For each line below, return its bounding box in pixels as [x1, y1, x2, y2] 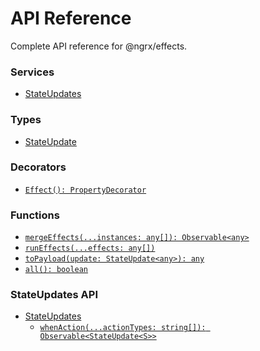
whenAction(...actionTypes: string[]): [39, 323, 207, 333]
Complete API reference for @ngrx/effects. [10, 40, 188, 52]
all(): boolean [24, 265, 89, 275]
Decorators [10, 160, 67, 174]
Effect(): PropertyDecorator [24, 185, 147, 195]
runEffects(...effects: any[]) [24, 243, 156, 254]
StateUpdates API [10, 288, 98, 302]
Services [10, 65, 55, 79]
